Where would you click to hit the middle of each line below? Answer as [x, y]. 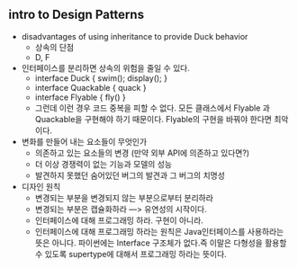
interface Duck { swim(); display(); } [101, 78]
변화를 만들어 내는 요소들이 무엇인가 [84, 141]
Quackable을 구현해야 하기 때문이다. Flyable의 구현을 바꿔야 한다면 [153, 119]
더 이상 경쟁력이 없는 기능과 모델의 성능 [104, 164]
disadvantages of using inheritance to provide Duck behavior [135, 36]
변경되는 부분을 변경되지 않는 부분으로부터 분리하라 [124, 198]
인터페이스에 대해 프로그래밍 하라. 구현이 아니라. [119, 220]
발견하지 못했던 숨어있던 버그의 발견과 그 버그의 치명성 [130, 175]
